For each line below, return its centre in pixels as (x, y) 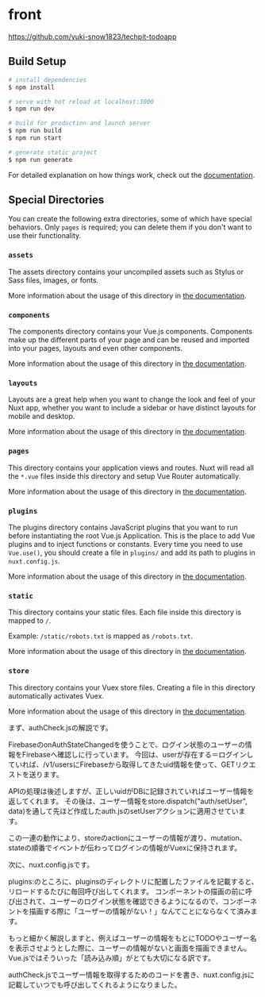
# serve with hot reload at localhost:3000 (81, 102)
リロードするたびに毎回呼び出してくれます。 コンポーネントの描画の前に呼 (130, 891)
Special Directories (56, 200)
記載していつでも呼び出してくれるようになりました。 (95, 984)
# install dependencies (48, 80)
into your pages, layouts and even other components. (95, 348)
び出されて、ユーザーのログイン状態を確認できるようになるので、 (115, 901)
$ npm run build (35, 131)
